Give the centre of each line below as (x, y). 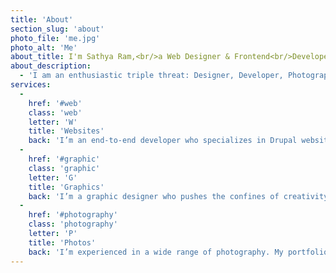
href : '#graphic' (64, 159)
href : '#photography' (73, 215)
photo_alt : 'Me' (44, 47)
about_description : (51, 66)
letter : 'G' (53, 177)
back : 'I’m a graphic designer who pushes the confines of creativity (178, 196)
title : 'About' (42, 19)
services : (31, 85)
